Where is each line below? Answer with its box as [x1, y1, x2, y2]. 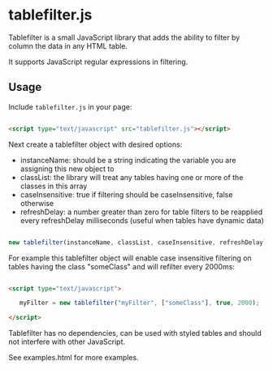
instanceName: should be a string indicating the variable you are [19, 155, 236, 165]
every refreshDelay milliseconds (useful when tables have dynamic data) [19, 215, 264, 225]
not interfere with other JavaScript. [8, 337, 126, 346]
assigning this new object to [19, 164, 115, 174]
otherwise [19, 198, 54, 208]
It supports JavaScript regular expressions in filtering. [8, 57, 188, 67]
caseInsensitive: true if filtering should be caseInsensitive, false [19, 189, 233, 200]
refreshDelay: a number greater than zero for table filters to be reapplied [19, 207, 262, 217]
